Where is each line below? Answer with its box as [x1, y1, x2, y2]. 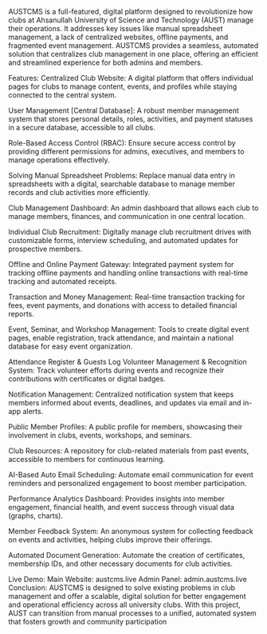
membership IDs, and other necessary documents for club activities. [8, 559, 234, 568]
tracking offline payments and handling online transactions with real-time [8, 268, 249, 277]
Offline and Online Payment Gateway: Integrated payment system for [8, 260, 234, 269]
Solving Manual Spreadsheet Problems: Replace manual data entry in [8, 171, 235, 180]
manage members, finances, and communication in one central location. [8, 212, 245, 221]
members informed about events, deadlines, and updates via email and [8, 398, 241, 407]
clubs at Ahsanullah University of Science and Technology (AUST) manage [8, 15, 254, 25]
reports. [8, 309, 34, 318]
